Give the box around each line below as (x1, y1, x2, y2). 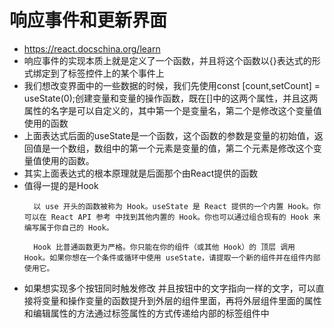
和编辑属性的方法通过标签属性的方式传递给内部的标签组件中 (23, 307, 270, 319)
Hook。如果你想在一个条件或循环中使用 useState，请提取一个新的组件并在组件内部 (23, 252, 321, 263)
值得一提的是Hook (23, 179, 99, 191)
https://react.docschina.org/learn (23, 42, 161, 55)
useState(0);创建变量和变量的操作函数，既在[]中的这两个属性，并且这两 (23, 92, 319, 104)
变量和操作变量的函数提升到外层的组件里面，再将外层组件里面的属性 (41, 294, 322, 306)
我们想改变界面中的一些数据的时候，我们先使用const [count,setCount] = (23, 79, 321, 91)
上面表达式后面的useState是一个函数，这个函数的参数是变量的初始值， (23, 129, 315, 141)
